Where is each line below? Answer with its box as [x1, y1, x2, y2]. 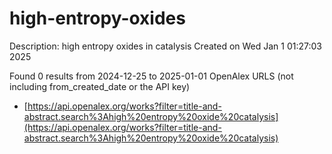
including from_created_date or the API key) [9, 80, 191, 92]
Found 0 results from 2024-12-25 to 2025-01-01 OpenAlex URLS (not [9, 70, 294, 82]
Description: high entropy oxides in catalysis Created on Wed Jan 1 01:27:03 [9, 40, 323, 52]
